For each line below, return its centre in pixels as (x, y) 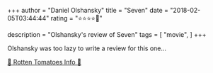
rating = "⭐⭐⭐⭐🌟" (76, 18)
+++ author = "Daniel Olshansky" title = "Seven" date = (88, 10)
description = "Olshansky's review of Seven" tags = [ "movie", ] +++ (107, 34)
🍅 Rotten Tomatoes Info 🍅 (44, 62)
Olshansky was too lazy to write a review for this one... (87, 48)
